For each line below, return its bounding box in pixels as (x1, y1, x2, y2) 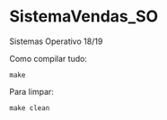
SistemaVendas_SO (9, 6, 159, 27)
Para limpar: (9, 86, 54, 97)
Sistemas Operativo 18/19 (9, 36, 103, 47)
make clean (9, 103, 50, 113)
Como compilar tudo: (9, 53, 88, 64)
